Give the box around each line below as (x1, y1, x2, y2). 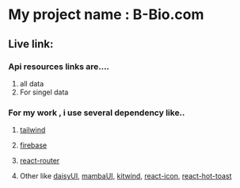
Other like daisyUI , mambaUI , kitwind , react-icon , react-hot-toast (19, 171, 232, 181)
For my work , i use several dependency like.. (8, 107, 185, 118)
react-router (19, 156, 60, 166)
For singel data (19, 87, 69, 97)
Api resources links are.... (8, 61, 109, 72)
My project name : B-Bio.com (8, 6, 204, 24)
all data (19, 79, 44, 88)
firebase (19, 140, 48, 150)
